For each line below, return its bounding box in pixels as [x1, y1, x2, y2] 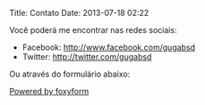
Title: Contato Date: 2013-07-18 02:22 [9, 8, 149, 18]
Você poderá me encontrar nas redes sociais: [9, 25, 177, 35]
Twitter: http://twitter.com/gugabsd [21, 52, 152, 61]
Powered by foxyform [9, 86, 90, 96]
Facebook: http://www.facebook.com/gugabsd [21, 42, 195, 52]
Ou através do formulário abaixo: [9, 69, 131, 79]
